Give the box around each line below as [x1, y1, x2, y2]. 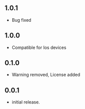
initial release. [11, 99, 40, 105]
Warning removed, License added [11, 72, 81, 78]
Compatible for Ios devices [11, 44, 67, 50]
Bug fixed [11, 17, 31, 23]
